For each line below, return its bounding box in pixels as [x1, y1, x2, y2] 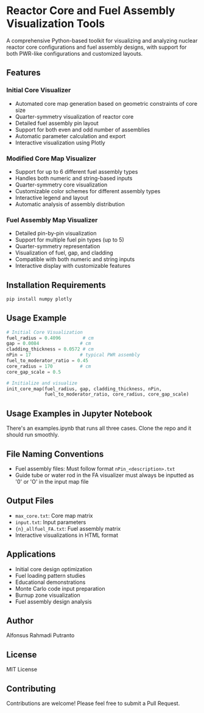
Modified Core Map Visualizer [6, 154, 96, 163]
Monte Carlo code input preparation [15, 585, 105, 592]
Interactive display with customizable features [15, 262, 131, 270]
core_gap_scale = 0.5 [6, 369, 62, 375]
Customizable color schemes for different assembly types [15, 187, 161, 194]
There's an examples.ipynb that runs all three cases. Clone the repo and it [6, 424, 192, 432]
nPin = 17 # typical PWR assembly [6, 352, 140, 358]
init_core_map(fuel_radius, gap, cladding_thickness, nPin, [6, 386, 163, 392]
